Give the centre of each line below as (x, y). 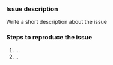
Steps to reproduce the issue (49, 38)
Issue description (32, 9)
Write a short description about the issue (56, 22)
